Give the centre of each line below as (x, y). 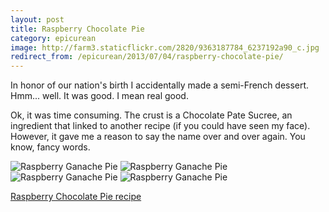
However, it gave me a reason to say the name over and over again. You (158, 137)
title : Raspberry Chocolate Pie (77, 29)
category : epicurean (53, 38)
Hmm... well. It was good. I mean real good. (99, 96)
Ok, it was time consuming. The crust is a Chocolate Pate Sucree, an (151, 115)
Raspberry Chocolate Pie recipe (76, 197)
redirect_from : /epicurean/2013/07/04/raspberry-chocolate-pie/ (147, 57)
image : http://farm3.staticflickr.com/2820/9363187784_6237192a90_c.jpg (165, 47)
